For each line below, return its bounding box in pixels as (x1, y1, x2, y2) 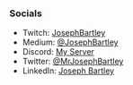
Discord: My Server (22, 47, 94, 57)
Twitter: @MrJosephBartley (22, 56, 124, 67)
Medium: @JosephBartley (22, 37, 119, 47)
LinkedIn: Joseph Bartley (22, 65, 115, 76)
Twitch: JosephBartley (22, 28, 106, 38)
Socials (9, 7, 42, 20)
